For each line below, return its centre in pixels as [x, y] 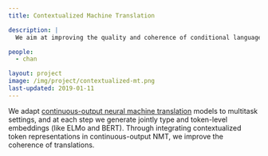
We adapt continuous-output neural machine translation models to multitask [133, 111]
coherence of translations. [51, 145]
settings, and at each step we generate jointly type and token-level [118, 119]
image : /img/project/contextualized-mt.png [82, 81]
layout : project [35, 74]
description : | [33, 30]
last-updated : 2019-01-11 [51, 88]
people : [21, 52]
